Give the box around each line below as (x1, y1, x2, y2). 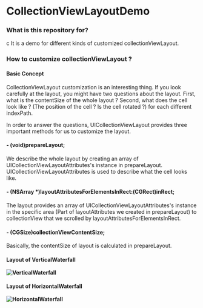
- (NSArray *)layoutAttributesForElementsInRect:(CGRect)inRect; (6, 188, 175, 196)
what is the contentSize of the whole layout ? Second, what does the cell (6, 96, 188, 104)
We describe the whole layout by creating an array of (6, 155, 139, 162)
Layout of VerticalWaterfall (6, 256, 76, 263)
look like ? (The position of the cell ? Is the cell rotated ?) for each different (6, 103, 192, 110)
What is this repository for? (6, 26, 89, 35)
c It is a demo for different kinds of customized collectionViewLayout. (6, 39, 179, 47)
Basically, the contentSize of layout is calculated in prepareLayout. (6, 242, 172, 250)
